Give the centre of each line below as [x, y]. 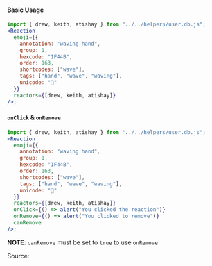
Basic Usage [25, 10]
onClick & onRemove [34, 117]
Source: [18, 256]
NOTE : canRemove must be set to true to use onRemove [82, 242]
